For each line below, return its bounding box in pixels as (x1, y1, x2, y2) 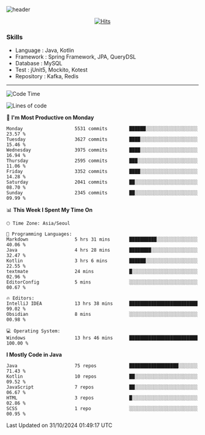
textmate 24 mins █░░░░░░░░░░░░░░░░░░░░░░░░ (6, 269, 198, 275)
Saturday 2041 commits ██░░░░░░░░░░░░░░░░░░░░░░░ (6, 179, 198, 186)
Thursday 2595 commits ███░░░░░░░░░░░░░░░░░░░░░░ (6, 158, 198, 164)
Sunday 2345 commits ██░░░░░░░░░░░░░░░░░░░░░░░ (6, 190, 198, 196)
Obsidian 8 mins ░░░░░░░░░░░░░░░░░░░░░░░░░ (6, 312, 198, 318)
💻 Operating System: (6, 328, 61, 334)
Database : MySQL (15, 60, 63, 67)
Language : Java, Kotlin (15, 46, 74, 54)
